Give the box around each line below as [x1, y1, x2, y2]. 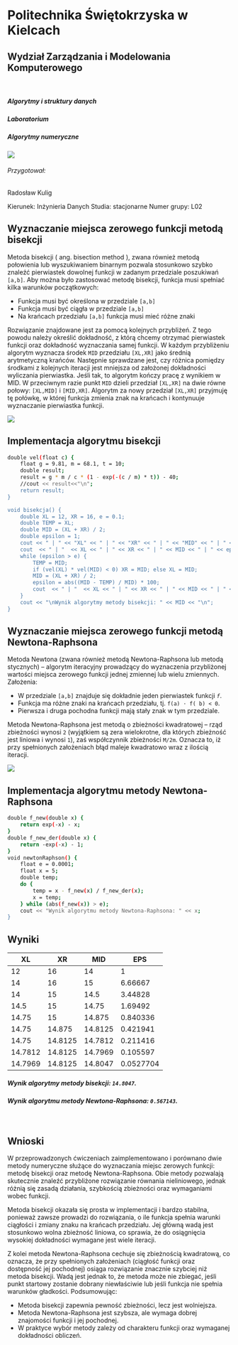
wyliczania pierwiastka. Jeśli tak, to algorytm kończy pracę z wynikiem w [7, 370, 221, 380]
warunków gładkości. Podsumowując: [7, 1287, 118, 1296]
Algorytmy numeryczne [7, 132, 79, 141]
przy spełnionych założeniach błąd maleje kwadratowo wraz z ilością [7, 743, 209, 751]
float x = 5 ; [20, 867, 59, 874]
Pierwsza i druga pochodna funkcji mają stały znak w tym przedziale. [17, 707, 220, 715]
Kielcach [7, 22, 61, 38]
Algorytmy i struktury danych [7, 97, 97, 105]
